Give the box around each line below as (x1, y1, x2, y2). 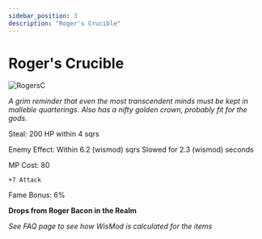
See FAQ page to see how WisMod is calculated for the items (8, 221, 213, 231)
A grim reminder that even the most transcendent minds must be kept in (8, 96, 248, 106)
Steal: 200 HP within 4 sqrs (8, 129, 99, 139)
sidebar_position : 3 (8, 11, 78, 20)
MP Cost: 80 (8, 161, 50, 170)
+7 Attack (8, 176, 42, 184)
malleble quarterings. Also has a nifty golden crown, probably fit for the (8, 105, 248, 115)
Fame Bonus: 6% (8, 191, 66, 200)
